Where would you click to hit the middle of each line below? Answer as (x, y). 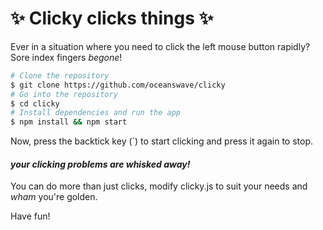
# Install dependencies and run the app (96, 113)
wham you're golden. (54, 197)
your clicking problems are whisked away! (100, 164)
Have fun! (30, 216)
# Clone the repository (60, 75)
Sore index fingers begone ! (66, 57)
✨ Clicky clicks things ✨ (112, 18)
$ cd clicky (35, 103)
